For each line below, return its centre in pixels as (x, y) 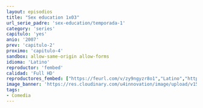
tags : (13, 90)
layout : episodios (29, 12)
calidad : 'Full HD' (31, 73)
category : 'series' (31, 28)
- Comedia (19, 95)
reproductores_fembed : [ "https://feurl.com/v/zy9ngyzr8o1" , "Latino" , (96, 79)
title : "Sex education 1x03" (43, 17)
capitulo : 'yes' (27, 34)
